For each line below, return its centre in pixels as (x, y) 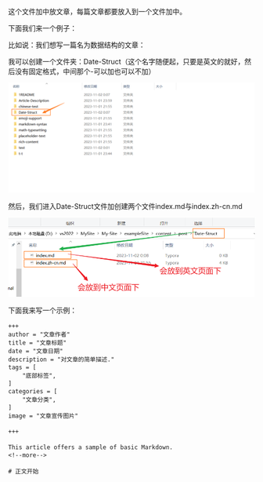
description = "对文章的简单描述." (61, 360)
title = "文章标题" (38, 343)
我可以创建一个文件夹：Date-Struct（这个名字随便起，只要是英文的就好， (126, 62)
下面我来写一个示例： (42, 310)
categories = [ (33, 392)
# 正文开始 (23, 472)
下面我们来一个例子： (42, 28)
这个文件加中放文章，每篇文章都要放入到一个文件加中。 (97, 11)
